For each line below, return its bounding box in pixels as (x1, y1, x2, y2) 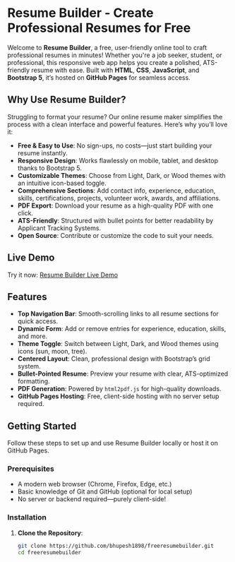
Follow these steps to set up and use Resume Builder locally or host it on (7, 439, 219, 448)
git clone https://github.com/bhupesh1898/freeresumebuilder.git (17, 542, 214, 549)
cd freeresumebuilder (17, 549, 81, 556)
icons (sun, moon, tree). (17, 347, 88, 356)
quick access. (17, 317, 59, 325)
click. (17, 208, 34, 217)
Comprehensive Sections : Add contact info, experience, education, (17, 186, 216, 195)
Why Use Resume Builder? (7, 94, 126, 106)
